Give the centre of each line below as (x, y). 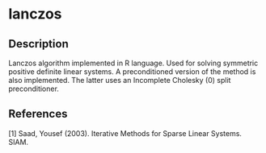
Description (38, 44)
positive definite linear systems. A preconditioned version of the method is (132, 72)
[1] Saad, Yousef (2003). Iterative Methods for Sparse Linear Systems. (125, 133)
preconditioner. (34, 89)
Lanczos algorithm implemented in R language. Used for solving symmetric (133, 63)
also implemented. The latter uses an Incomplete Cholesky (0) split (120, 80)
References (38, 114)
